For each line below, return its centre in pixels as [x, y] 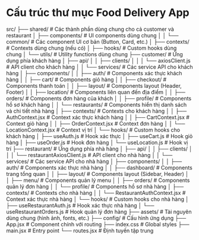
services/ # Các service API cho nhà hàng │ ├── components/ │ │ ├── [94, 161]
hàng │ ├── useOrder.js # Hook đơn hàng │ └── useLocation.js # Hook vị [97, 142]
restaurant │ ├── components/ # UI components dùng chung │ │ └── [92, 35]
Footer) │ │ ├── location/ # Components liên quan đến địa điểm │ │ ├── [96, 92]
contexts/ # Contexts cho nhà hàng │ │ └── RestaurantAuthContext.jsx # [96, 193]
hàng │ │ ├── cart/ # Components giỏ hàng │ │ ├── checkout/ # [86, 79]
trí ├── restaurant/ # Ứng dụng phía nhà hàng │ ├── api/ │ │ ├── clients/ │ [99, 149]
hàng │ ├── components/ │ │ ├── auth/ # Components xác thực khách [94, 73]
